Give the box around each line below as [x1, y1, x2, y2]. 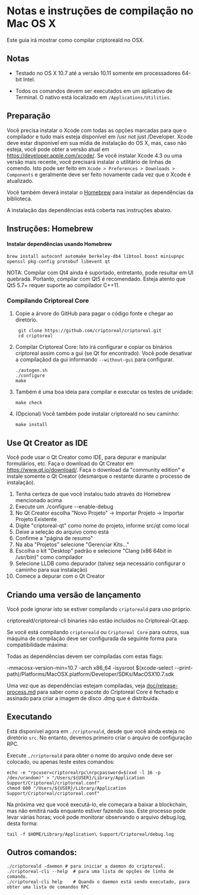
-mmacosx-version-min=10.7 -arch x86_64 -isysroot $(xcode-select [7, 664, 174, 672]
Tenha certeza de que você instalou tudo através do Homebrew [15, 490, 171, 497]
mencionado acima [15, 497, 62, 504]
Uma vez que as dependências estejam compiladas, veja [7, 682, 146, 689]
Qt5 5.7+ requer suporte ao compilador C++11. [7, 282, 120, 289]
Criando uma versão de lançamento [7, 590, 142, 600]
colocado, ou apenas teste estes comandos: [7, 758, 115, 765]
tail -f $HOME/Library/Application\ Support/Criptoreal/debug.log [7, 831, 174, 837]
